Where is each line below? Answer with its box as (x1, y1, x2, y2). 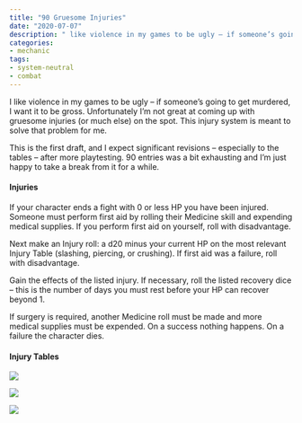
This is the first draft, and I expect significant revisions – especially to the (9, 142, 280, 153)
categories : (9, 38, 54, 48)
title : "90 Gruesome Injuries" (9, 13, 127, 22)
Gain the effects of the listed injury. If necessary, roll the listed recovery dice (9, 275, 292, 286)
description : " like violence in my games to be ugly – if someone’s (9, 30, 276, 39)
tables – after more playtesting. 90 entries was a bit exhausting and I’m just (9, 152, 287, 163)
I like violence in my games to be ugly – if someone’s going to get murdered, (9, 96, 291, 107)
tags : (9, 55, 30, 64)
